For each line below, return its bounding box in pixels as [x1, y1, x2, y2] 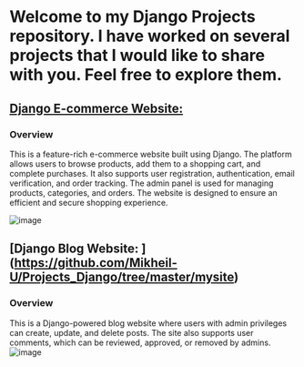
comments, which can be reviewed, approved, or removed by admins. [9, 337, 271, 348]
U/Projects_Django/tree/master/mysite [9, 270, 235, 285]
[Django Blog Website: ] [9, 241, 147, 257]
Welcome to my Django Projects [9, 6, 257, 27]
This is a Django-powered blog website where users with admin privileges [9, 317, 288, 329]
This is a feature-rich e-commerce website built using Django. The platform [9, 148, 293, 159]
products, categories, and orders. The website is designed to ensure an [9, 187, 278, 198]
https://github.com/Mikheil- [14, 255, 177, 270]
